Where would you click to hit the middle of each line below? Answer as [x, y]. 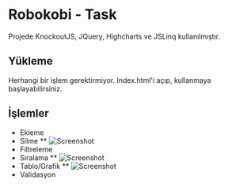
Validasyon [38, 174]
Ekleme [32, 133]
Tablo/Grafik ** [44, 166]
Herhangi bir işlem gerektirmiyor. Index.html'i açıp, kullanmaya [110, 80]
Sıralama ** [38, 157]
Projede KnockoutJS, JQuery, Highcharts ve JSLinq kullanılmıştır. [114, 36]
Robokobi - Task [63, 15]
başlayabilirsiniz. [35, 88]
